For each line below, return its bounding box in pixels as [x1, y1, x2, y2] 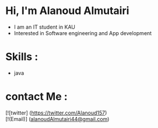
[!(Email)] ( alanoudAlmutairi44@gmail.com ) [5, 115, 110, 122]
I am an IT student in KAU [13, 23, 75, 30]
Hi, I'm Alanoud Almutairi [5, 4, 129, 18]
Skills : [5, 50, 38, 64]
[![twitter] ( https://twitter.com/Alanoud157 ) [5, 109, 107, 116]
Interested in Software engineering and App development [13, 29, 152, 36]
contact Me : [5, 90, 68, 103]
